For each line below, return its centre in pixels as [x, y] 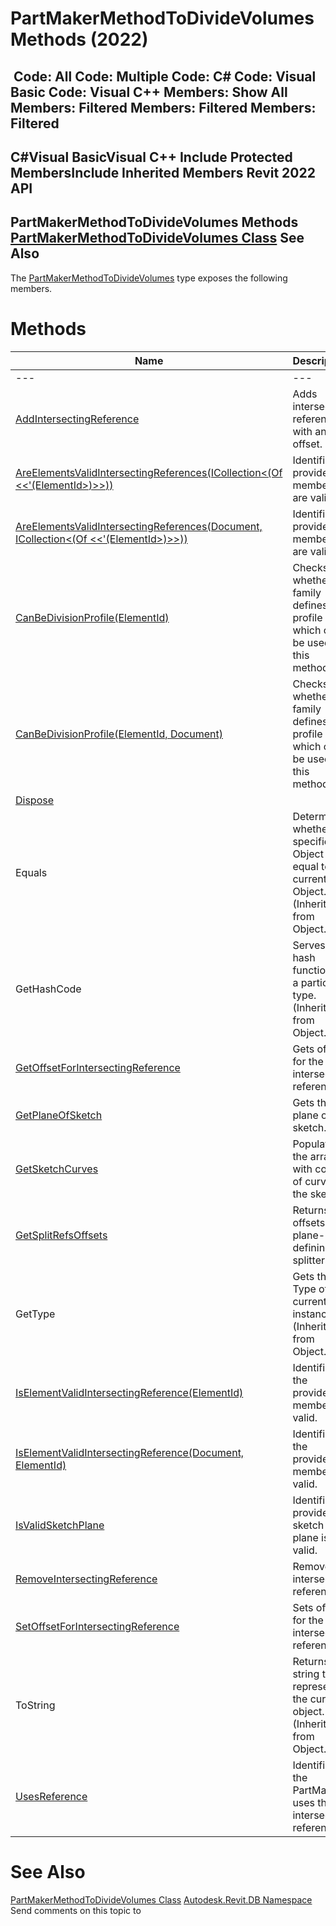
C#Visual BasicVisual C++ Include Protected [151, 157]
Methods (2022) [79, 39]
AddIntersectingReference [77, 419]
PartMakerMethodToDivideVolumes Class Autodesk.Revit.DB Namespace [161, 1899]
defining [312, 1247]
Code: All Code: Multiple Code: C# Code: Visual [165, 76]
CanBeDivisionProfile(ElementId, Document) [119, 734]
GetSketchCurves [57, 1169]
